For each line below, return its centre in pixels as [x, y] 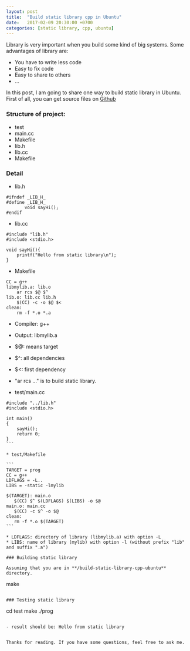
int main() [19, 418]
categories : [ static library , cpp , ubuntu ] [60, 28]
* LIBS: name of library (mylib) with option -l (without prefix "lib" [95, 542]
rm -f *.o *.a [34, 313]
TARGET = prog [23, 470]
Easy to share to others [43, 75]
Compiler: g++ [32, 323]
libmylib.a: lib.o [28, 287]
